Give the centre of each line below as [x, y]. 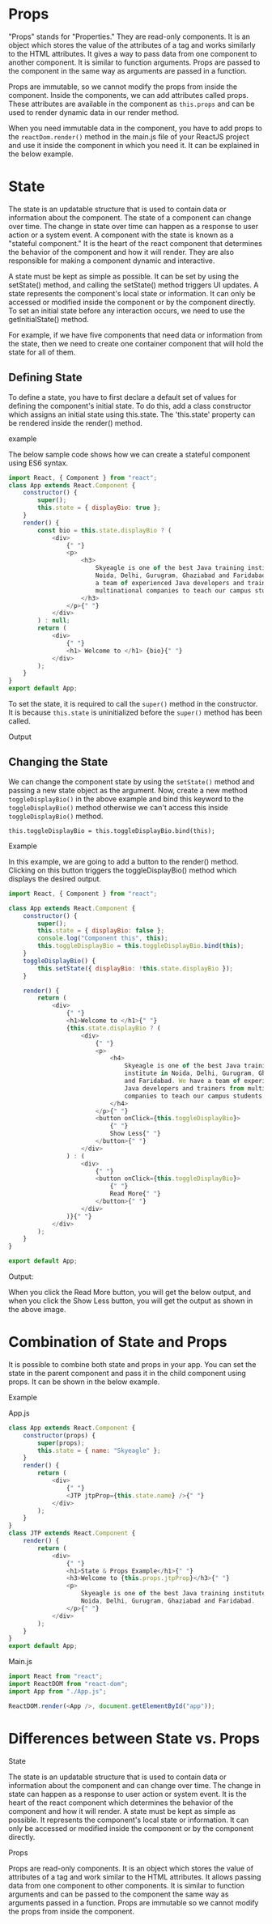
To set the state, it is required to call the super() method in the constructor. [133, 704]
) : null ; [54, 621]
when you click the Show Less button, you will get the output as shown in [131, 1301]
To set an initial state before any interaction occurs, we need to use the [127, 310]
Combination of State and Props [118, 1342]
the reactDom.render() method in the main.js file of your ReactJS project [129, 136]
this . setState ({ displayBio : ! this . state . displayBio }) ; [135, 968]
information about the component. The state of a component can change [130, 217]
